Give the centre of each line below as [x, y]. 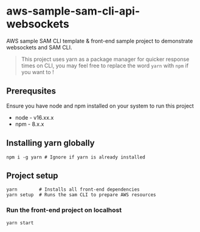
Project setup [33, 175]
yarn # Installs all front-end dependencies [73, 189]
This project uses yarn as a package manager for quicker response [105, 59]
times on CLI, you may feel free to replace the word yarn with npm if [105, 66]
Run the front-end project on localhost [64, 210]
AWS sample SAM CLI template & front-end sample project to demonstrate [100, 41]
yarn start [20, 223]
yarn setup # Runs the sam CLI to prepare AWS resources [81, 195]
